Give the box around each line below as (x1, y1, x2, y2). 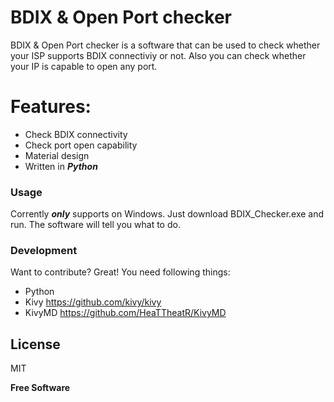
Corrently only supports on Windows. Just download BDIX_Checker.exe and (10, 208, 325, 220)
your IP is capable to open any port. (10, 60, 158, 72)
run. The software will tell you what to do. (10, 219, 181, 231)
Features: (10, 96, 92, 118)
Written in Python (24, 160, 98, 172)
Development (10, 244, 78, 258)
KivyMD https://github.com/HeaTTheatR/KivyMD (24, 307, 227, 319)
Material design (24, 149, 90, 161)
